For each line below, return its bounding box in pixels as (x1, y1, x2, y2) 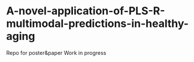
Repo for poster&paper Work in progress (6, 49, 107, 56)
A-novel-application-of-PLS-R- (6, 4, 165, 18)
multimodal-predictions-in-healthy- (6, 17, 189, 30)
